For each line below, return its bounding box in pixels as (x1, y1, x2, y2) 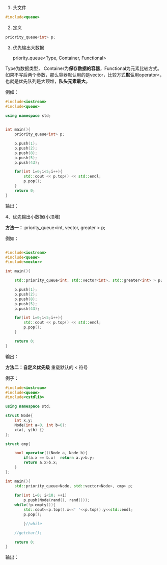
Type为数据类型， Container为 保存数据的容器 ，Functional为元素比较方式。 (5, 65, 162, 71)
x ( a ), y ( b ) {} (14, 427, 44, 432)
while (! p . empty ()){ (14, 502, 56, 508)
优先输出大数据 (12, 44, 44, 51)
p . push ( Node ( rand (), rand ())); (23, 498, 90, 503)
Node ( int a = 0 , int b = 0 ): (14, 423, 67, 428)
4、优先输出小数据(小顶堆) (5, 213, 61, 219)
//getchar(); (14, 530, 42, 535)
